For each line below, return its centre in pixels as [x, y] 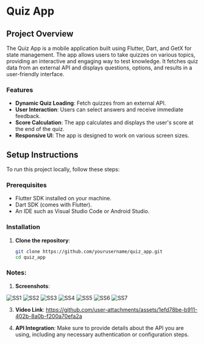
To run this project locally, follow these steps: [63, 169]
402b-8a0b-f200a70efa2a [48, 316]
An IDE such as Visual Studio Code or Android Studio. [82, 211]
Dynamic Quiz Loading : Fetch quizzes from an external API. [90, 103]
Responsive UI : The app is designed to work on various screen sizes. [102, 136]
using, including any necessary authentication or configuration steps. [102, 334]
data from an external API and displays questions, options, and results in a [99, 68]
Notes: [16, 273]
